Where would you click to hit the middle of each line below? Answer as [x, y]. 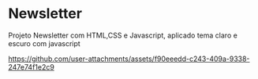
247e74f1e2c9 [32, 66]
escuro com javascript [44, 43]
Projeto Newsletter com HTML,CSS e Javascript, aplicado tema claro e [123, 35]
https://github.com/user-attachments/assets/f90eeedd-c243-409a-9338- [129, 59]
